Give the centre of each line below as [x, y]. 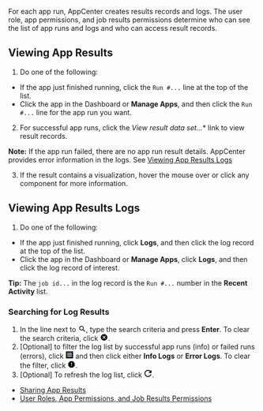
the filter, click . [49, 365]
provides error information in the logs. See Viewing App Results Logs [120, 159]
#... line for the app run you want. [75, 112]
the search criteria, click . [65, 338]
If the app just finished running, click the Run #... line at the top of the [134, 87]
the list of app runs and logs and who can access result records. [113, 28]
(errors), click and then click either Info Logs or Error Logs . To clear [135, 356]
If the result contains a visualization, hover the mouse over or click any [134, 175]
